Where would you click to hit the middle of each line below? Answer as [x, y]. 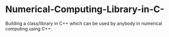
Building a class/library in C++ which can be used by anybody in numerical [84, 23]
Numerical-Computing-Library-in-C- [85, 9]
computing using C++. [29, 28]
